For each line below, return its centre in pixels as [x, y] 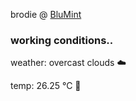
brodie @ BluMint [46, 14]
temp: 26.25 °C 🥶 [46, 86]
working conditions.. [62, 40]
